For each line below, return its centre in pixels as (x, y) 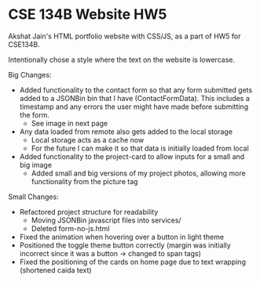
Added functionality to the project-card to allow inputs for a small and (132, 156)
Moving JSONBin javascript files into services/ (106, 220)
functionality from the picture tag (85, 181)
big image (36, 164)
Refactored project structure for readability (89, 211)
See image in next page (70, 123)
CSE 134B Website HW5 (88, 14)
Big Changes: (30, 74)
